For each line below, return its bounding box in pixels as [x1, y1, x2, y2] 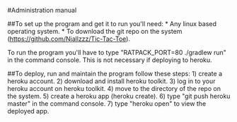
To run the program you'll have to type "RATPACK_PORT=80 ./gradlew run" [7, 49, 226, 56]
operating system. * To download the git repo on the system [7, 28, 183, 35]
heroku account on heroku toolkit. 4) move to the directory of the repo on [7, 85, 221, 92]
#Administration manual [7, 6, 77, 14]
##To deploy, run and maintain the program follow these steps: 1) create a [7, 70, 223, 78]
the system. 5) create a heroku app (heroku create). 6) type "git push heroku [7, 92, 231, 100]
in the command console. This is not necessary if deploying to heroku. [7, 56, 212, 64]
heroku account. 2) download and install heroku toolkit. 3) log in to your [7, 77, 216, 85]
